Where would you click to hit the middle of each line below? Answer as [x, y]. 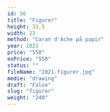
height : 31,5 [26, 26]
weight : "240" [28, 98]
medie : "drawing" [32, 78]
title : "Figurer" [32, 20]
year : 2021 [23, 46]
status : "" [23, 65]
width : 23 [22, 33]
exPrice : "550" [29, 59]
